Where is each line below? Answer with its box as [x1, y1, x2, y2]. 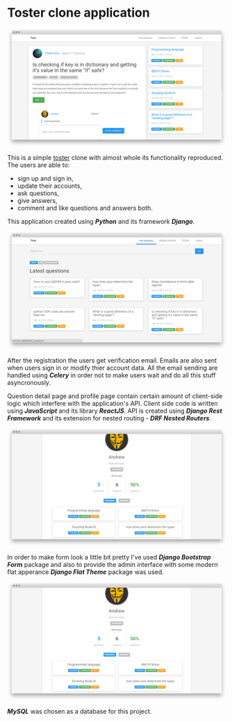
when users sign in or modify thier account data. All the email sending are [7, 363, 218, 372]
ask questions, [17, 189, 60, 197]
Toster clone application [7, 5, 151, 21]
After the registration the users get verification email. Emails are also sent [7, 356, 217, 365]
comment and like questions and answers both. [17, 204, 153, 212]
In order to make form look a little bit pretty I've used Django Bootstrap [7, 553, 211, 561]
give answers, [17, 196, 58, 204]
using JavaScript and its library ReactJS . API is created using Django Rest [7, 407, 222, 415]
